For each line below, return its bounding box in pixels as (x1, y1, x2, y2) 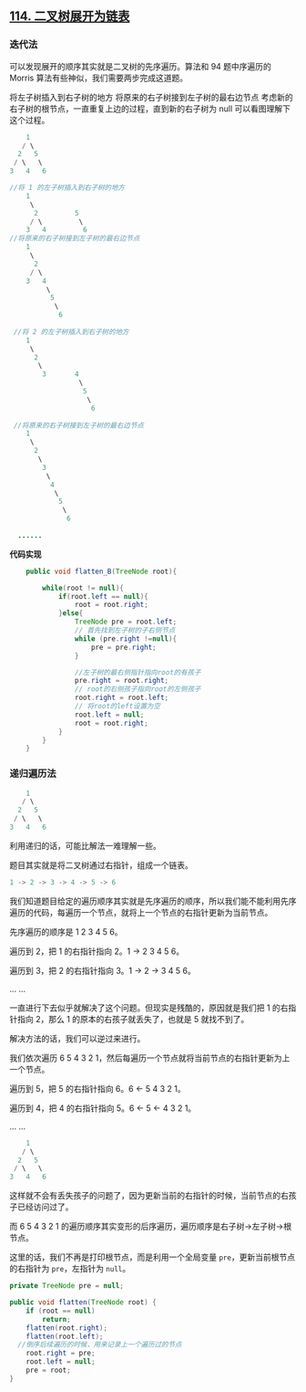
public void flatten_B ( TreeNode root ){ (25, 567, 178, 576)
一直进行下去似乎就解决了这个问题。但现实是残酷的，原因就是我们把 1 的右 (9, 1002, 289, 1013)
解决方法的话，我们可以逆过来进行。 (9, 1032, 146, 1043)
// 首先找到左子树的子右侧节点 (74, 626, 176, 635)
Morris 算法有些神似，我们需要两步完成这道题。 (9, 72, 189, 83)
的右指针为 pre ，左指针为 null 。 (9, 1263, 130, 1274)
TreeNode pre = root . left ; (74, 617, 178, 627)
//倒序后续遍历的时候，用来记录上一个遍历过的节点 (17, 1340, 182, 1349)
